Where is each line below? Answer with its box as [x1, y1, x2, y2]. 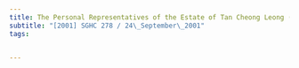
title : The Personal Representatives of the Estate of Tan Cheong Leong [9, 12, 285, 22]
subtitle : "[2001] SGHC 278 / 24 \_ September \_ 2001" [9, 21, 205, 30]
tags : [9, 29, 29, 38]
